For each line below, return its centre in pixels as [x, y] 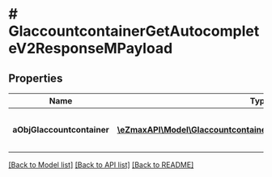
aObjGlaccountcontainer [61, 130]
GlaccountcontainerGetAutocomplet [134, 31]
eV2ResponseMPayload [91, 48]
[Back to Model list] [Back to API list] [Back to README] [101, 165]
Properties [36, 78]
